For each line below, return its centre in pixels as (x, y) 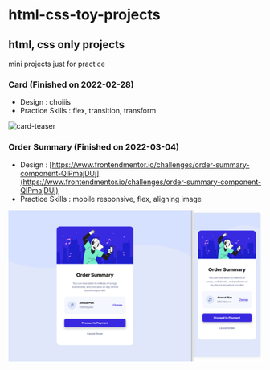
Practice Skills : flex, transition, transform (88, 111)
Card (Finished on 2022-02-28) (71, 84)
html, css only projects (67, 45)
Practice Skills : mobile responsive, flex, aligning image (111, 199)
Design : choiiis (45, 102)
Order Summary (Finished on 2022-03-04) (94, 147)
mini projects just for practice (57, 64)
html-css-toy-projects (84, 15)
